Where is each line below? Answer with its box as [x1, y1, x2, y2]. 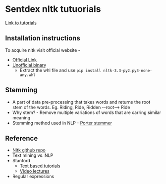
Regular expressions [12, 174, 55, 180]
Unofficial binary [12, 62, 47, 68]
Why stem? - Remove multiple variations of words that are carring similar [12, 110, 162, 115]
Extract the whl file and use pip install [19, 67, 102, 73]
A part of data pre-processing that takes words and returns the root [12, 99, 151, 105]
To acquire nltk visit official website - [5, 47, 81, 53]
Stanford [12, 158, 31, 164]
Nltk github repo [12, 147, 46, 153]
